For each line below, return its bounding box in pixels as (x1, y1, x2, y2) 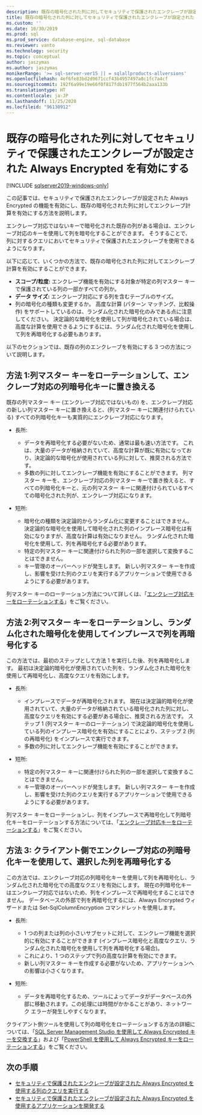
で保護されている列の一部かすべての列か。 (14, 285, 120, 292)
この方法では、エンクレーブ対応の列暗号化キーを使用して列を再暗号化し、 (6, 874, 191, 881)
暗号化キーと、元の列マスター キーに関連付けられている (44, 484, 183, 492)
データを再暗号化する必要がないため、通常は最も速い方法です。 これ (23, 439, 194, 446)
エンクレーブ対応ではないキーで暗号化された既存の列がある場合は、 (6, 222, 174, 229)
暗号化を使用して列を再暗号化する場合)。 (61, 944, 164, 951)
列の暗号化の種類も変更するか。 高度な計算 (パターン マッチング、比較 (14, 300, 189, 307)
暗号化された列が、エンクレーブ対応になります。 (34, 492, 155, 499)
